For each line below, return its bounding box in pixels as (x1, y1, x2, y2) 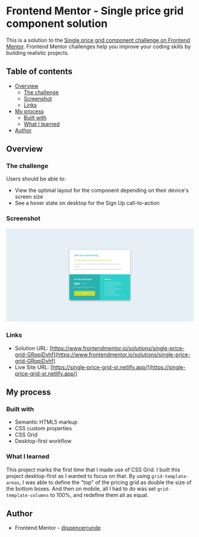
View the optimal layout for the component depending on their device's (14, 187, 189, 194)
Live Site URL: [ (14, 364, 53, 371)
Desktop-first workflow (14, 437, 72, 445)
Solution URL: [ (14, 344, 52, 352)
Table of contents (6, 67, 72, 77)
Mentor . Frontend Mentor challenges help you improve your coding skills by (6, 43, 191, 50)
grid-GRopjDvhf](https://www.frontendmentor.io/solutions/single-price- (14, 350, 191, 358)
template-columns (6, 492, 49, 498)
